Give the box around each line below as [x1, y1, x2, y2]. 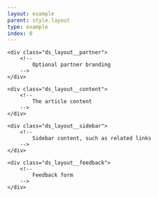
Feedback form [32, 172, 73, 179]
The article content [32, 98, 92, 105]
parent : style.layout [7, 17, 71, 24]
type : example [7, 23, 49, 30]
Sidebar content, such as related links [32, 135, 152, 142]
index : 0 [7, 29, 33, 37]
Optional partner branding [32, 61, 111, 69]
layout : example [7, 10, 55, 18]
